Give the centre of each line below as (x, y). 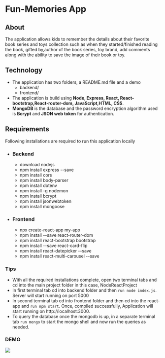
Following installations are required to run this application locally (70, 141)
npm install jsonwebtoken (45, 201)
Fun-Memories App (46, 9)
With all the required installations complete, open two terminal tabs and (84, 280)
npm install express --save (47, 170)
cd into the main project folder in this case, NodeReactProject (75, 285)
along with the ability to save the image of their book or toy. (65, 55)
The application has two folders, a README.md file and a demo (77, 82)
